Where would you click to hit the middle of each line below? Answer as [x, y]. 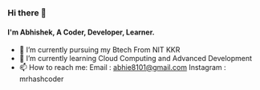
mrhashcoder [41, 79]
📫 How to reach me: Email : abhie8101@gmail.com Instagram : [122, 67]
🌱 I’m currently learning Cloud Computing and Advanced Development [136, 59]
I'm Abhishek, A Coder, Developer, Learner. [81, 32]
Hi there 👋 [27, 13]
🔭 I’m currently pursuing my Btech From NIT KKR [100, 50]
